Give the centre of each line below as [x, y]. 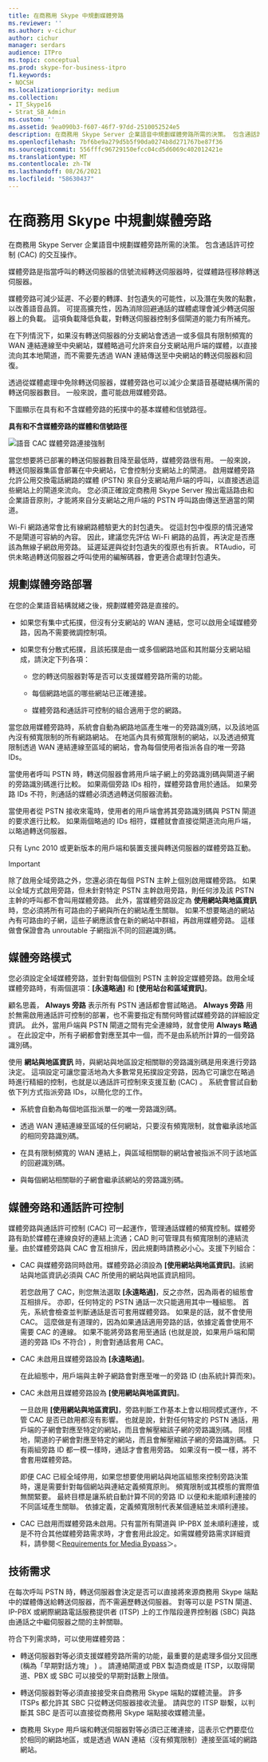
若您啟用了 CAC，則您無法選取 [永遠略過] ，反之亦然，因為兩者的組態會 [136, 1292]
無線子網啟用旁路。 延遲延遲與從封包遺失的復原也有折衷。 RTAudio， [136, 547]
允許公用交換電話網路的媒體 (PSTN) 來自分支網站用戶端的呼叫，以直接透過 [130, 480]
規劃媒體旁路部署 [50, 585]
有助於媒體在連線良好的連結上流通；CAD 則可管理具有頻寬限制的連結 [128, 1238]
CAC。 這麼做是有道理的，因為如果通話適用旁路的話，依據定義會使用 [133, 1322]
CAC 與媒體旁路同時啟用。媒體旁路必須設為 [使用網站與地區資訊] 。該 [133, 1265]
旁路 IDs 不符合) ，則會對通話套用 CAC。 [101, 1342]
